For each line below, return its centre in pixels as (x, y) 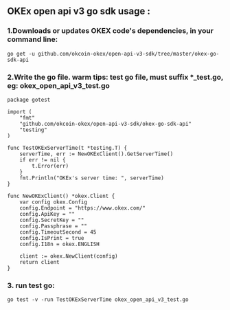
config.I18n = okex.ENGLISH (59, 244)
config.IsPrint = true (52, 238)
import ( (20, 112)
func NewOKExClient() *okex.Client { (61, 196)
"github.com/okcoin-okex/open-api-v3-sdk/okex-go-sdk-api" (106, 124)
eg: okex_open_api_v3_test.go (58, 85)
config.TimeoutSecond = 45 (58, 232)
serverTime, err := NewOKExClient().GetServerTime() (96, 154)
